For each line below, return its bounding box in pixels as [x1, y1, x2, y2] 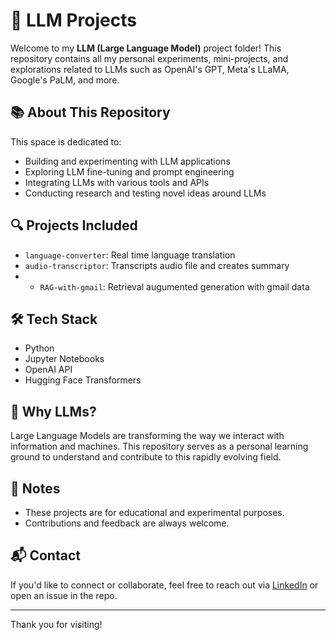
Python [24, 342, 55, 354]
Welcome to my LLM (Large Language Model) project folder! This [10, 42, 282, 54]
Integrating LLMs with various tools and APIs [24, 176, 210, 188]
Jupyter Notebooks [24, 353, 105, 365]
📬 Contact [10, 547, 81, 564]
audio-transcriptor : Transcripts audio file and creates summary [24, 259, 290, 271]
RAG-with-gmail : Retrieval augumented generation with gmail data [39, 280, 310, 293]
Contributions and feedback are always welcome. [24, 517, 230, 529]
